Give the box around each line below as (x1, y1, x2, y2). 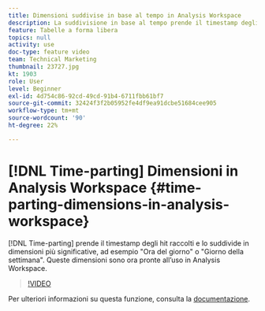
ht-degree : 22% (8, 121, 58, 129)
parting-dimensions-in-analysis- (8, 195, 230, 213)
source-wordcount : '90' (8, 114, 87, 122)
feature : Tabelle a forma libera (8, 26, 118, 34)
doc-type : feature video (8, 48, 90, 56)
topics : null (8, 33, 51, 42)
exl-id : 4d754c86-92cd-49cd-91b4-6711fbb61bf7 (8, 92, 164, 100)
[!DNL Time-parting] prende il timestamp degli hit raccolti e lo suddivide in (8, 238, 250, 248)
